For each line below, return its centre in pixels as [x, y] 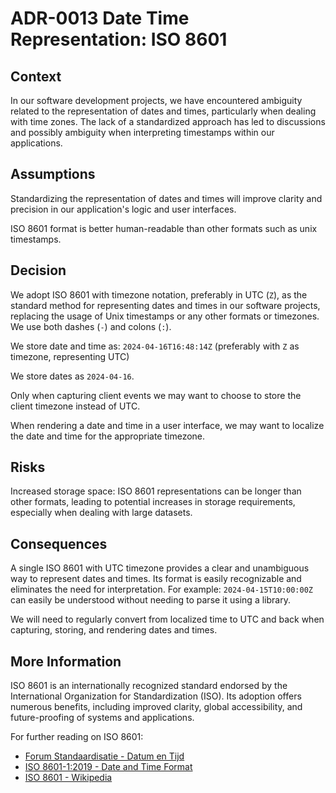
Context [36, 76]
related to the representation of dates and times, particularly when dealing [163, 111]
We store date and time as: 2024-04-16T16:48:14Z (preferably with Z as [155, 346]
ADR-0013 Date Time [100, 18]
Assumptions [53, 174]
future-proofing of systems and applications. [102, 718]
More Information [66, 661]
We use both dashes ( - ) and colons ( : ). [91, 326]
